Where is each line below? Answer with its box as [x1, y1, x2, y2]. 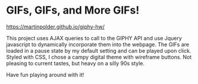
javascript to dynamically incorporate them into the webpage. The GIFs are [6, 41, 190, 48]
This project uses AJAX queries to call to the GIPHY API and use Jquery [6, 34, 183, 41]
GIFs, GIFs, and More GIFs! [6, 4, 140, 17]
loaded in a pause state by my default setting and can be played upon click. [6, 47, 191, 54]
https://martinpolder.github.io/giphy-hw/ [6, 23, 105, 30]
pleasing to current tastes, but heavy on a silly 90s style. [6, 60, 144, 67]
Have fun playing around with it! [6, 71, 84, 78]
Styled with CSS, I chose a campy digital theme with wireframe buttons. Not [6, 53, 192, 60]
